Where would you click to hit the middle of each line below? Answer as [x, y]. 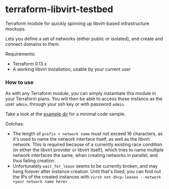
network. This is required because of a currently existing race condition [87, 145]
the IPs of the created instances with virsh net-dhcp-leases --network [87, 177]
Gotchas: [15, 124]
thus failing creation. [34, 161]
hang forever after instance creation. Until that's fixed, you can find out [87, 172]
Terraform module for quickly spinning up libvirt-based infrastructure [77, 23]
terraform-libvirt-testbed [59, 9]
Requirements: [20, 54]
